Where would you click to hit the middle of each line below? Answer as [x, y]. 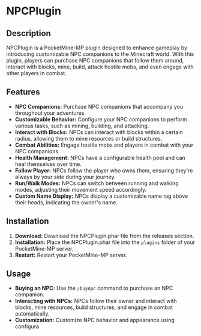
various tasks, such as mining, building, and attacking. [82, 126]
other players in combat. [37, 73]
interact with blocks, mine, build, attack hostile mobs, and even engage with [100, 67]
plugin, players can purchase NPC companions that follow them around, [95, 60]
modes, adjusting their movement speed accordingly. [81, 189]
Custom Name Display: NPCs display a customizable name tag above [101, 196]
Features [23, 92]
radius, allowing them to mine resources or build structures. [88, 138]
